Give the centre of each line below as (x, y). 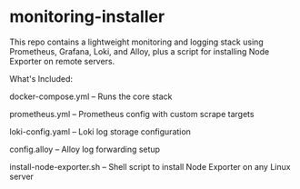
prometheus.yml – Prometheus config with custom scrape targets (132, 114)
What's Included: (41, 78)
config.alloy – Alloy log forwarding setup (85, 149)
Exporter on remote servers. (62, 61)
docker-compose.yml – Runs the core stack (91, 96)
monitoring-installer (87, 17)
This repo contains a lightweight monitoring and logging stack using (136, 42)
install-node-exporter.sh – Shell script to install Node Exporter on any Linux (150, 166)
